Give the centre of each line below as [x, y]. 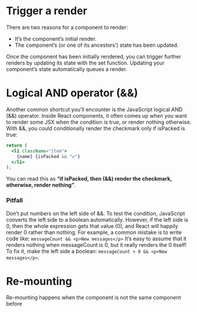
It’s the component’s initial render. [55, 38]
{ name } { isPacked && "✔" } [49, 156]
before [14, 304]
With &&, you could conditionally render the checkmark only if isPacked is [96, 128]
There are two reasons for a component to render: [67, 27]
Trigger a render [47, 11]
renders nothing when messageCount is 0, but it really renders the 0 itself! [96, 245]
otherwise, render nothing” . [41, 185]
